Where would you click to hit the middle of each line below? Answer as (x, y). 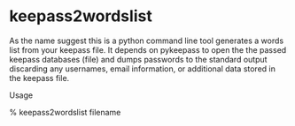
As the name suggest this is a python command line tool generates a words (147, 41)
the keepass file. (39, 78)
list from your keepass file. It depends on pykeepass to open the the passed (148, 49)
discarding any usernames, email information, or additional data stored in (143, 69)
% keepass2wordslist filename (65, 112)
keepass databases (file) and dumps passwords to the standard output (138, 59)
